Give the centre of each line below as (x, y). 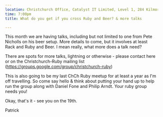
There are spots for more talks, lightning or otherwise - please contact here (80, 56)
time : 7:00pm (18, 14)
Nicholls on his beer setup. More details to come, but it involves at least (76, 42)
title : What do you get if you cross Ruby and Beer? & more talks (73, 18)
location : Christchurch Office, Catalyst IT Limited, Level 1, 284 (75, 9)
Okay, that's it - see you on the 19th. (41, 101)
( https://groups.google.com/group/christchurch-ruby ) (59, 67)
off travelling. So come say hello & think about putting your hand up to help (80, 81)
